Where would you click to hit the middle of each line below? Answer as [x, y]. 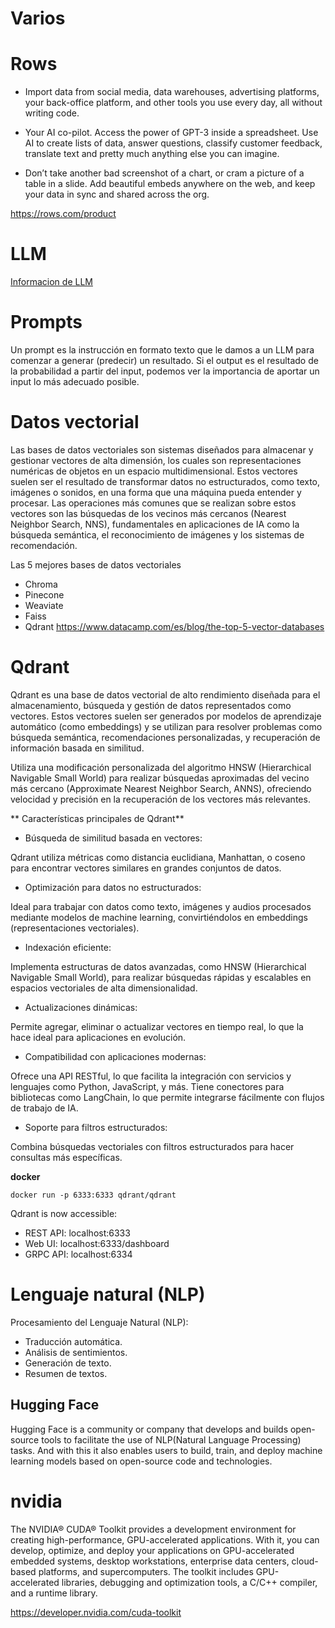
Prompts [46, 322]
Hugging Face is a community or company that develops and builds [149, 1429]
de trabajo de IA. [44, 1108]
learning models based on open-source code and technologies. [141, 1461]
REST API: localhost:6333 [77, 1233]
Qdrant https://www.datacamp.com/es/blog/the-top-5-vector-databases [174, 626]
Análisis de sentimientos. [76, 1352]
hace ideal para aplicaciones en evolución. [98, 1037]
